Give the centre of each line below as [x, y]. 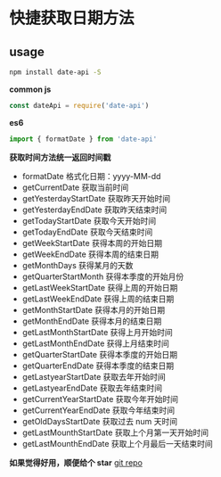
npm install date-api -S [55, 72]
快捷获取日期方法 [72, 18]
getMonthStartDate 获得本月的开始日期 [94, 309]
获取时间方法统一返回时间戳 [60, 157]
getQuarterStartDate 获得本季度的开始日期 [100, 354]
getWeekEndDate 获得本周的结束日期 [90, 254]
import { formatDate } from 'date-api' [83, 139]
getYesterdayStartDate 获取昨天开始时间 [96, 198]
